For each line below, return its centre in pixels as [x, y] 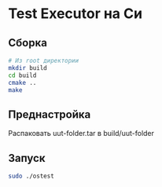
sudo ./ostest [31, 176]
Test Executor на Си [75, 14]
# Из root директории [44, 60]
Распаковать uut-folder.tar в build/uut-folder [81, 134]
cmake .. [22, 82]
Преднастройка [50, 114]
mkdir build [28, 68]
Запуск [27, 158]
